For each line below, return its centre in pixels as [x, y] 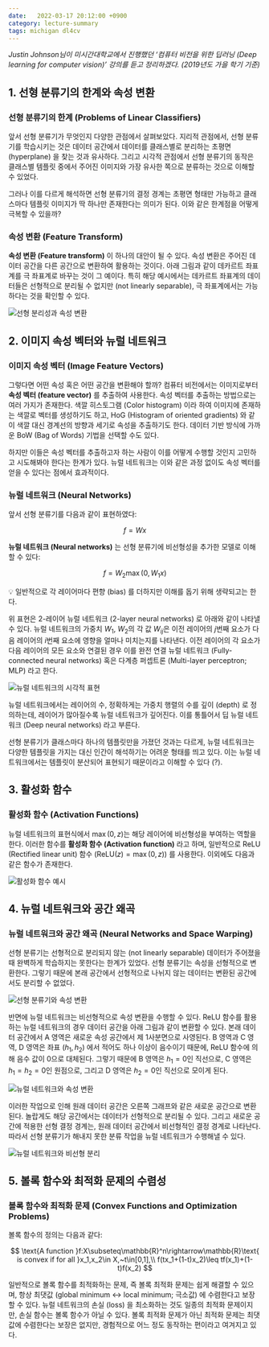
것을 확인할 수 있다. [59, 296]
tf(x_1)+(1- [237, 1259]
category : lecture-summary [53, 23]
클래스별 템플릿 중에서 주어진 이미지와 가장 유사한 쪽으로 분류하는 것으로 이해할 [132, 167]
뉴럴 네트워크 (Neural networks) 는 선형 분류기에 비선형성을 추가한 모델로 [125, 547]
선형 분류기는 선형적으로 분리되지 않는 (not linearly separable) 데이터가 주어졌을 [134, 953]
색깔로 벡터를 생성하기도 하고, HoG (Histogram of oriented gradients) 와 [132, 415]
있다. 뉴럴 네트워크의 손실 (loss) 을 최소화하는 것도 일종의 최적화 [125, 1305]
